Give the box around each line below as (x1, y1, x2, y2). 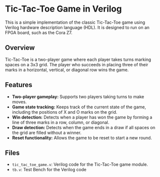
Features (5, 81, 32, 89)
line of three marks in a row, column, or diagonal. (12, 119, 110, 125)
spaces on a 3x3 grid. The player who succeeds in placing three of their (5, 61, 148, 67)
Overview (5, 44, 35, 52)
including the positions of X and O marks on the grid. (12, 109, 117, 115)
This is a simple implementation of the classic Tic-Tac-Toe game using (5, 19, 145, 25)
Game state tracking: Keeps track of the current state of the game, (12, 104, 146, 110)
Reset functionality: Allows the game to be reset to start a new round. (12, 134, 152, 141)
